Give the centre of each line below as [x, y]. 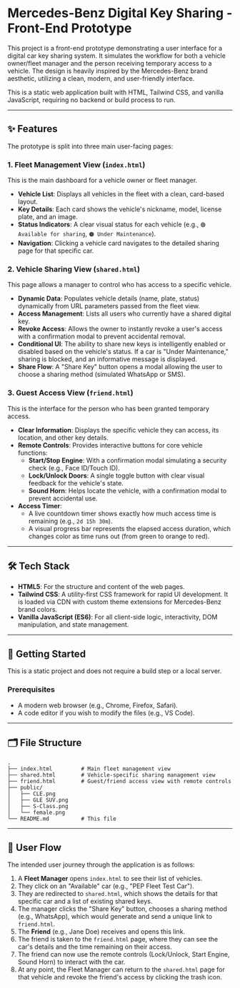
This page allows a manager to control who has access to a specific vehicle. [120, 285]
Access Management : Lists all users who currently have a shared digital [125, 314]
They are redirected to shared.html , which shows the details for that [117, 894]
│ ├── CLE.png [31, 794]
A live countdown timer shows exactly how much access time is [122, 513]
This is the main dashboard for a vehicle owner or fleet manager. [102, 181]
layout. [27, 202]
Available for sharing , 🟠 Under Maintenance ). [87, 234]
